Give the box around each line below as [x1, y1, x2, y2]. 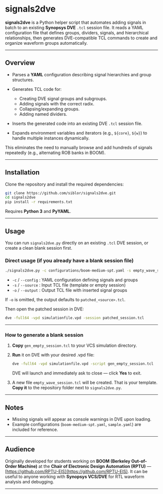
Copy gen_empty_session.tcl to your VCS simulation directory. [12, 342, 137, 348]
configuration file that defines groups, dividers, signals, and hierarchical [5, 30, 149, 35]
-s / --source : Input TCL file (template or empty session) [12, 282, 126, 288]
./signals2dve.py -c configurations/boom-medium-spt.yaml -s [5, 268, 131, 273]
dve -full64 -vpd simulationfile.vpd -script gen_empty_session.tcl [12, 361, 154, 366]
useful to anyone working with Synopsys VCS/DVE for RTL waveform [5, 474, 145, 479]
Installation [5, 169, 40, 177]
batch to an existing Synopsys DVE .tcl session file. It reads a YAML [5, 24, 144, 30]
